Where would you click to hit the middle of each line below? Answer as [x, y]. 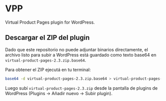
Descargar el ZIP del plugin [47, 38]
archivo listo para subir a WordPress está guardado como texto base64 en [81, 55]
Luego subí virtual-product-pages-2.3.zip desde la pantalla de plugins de [82, 88]
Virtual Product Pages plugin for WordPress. [50, 22]
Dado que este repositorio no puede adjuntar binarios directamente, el [77, 49]
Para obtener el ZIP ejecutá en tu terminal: [48, 69]
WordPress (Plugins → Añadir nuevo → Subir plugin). [59, 93]
